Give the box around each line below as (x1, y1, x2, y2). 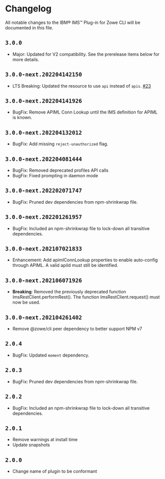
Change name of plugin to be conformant (12, 469, 97, 475)
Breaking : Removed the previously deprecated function (12, 289, 127, 295)
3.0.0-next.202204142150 (5, 71, 82, 78)
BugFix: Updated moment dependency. (12, 352, 89, 358)
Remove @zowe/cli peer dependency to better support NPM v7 (12, 326, 143, 332)
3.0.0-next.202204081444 (5, 155, 82, 162)
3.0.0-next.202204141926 (5, 97, 82, 105)
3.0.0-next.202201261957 (5, 214, 82, 221)
